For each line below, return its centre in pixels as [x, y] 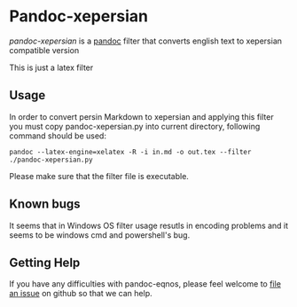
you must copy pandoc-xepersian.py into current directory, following [135, 126]
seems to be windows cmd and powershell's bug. [100, 235]
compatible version [44, 50]
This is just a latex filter [51, 67]
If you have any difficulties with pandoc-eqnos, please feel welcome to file [145, 284]
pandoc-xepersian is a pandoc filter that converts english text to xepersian [145, 41]
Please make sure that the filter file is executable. [99, 176]
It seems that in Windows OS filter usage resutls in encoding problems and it [149, 225]
